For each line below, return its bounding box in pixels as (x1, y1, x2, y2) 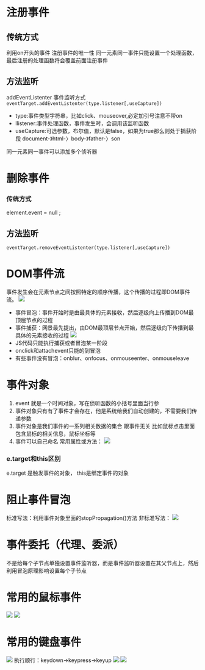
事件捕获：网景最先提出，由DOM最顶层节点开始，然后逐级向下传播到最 (15, 324, 194, 331)
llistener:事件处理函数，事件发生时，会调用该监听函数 (15, 120, 149, 127)
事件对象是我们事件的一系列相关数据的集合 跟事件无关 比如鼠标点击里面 (15, 422, 195, 430)
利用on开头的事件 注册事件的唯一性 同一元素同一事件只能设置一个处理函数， (6, 49, 198, 56)
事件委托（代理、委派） (6, 538, 124, 552)
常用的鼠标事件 (6, 591, 82, 605)
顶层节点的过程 (15, 317, 53, 324)
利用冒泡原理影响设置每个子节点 (6, 567, 87, 574)
